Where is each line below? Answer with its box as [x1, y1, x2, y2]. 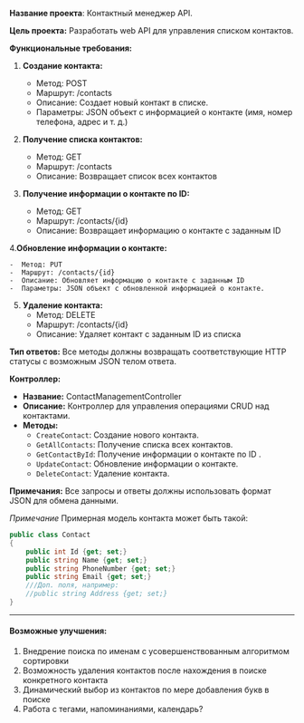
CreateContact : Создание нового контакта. [35, 429, 199, 440]
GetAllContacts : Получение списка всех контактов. [35, 439, 233, 449]
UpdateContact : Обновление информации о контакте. [35, 458, 239, 469]
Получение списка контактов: [22, 134, 143, 144]
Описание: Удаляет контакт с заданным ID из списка [35, 329, 242, 339]
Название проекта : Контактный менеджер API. [9, 8, 193, 18]
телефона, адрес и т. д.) [35, 117, 128, 127]
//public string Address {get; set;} [25, 589, 168, 599]
